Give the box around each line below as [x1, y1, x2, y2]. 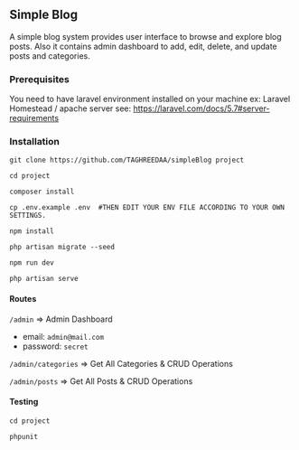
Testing [9, 397, 39, 408]
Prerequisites [9, 72, 70, 85]
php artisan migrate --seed [9, 243, 116, 252]
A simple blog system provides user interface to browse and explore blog [9, 31, 282, 42]
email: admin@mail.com [22, 331, 105, 342]
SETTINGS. [9, 211, 47, 220]
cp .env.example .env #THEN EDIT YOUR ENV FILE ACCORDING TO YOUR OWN [9, 203, 285, 212]
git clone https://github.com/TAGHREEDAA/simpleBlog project [9, 155, 245, 165]
